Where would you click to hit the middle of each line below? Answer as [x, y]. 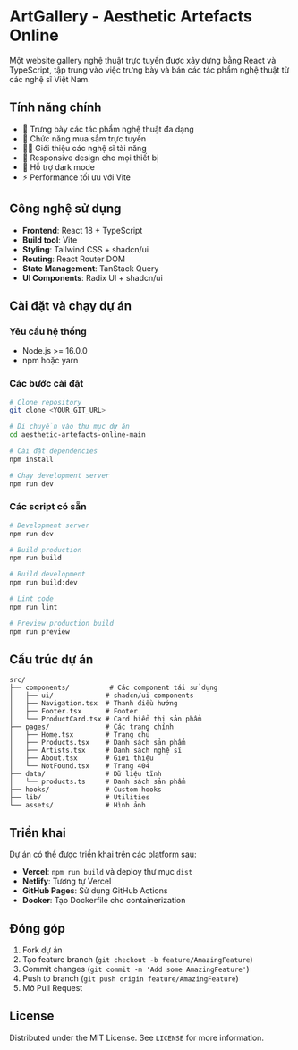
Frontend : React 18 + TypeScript [82, 230]
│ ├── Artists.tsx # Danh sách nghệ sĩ [95, 751]
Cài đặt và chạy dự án [71, 306]
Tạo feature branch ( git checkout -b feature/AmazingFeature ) [137, 960]
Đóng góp [37, 928]
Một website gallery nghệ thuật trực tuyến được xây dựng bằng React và [143, 60]
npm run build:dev [43, 583]
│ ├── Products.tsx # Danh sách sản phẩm [98, 743]
